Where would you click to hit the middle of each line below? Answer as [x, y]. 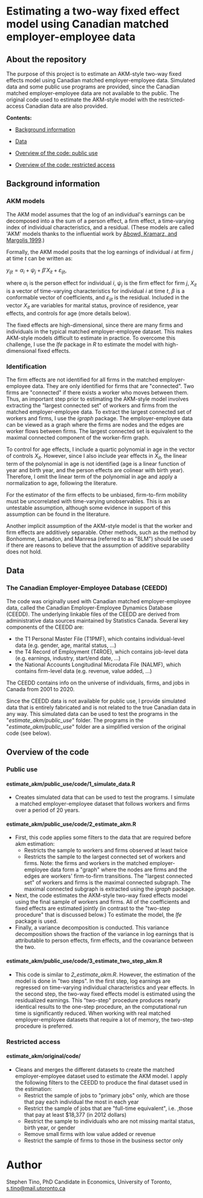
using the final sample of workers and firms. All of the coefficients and [102, 902]
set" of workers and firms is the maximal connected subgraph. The [107, 883]
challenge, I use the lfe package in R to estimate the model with [85, 344]
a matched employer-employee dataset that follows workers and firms [102, 804]
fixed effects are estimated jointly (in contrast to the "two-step [92, 908]
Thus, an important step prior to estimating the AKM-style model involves [98, 399]
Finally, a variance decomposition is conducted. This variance [92, 928]
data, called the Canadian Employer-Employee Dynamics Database [89, 607]
